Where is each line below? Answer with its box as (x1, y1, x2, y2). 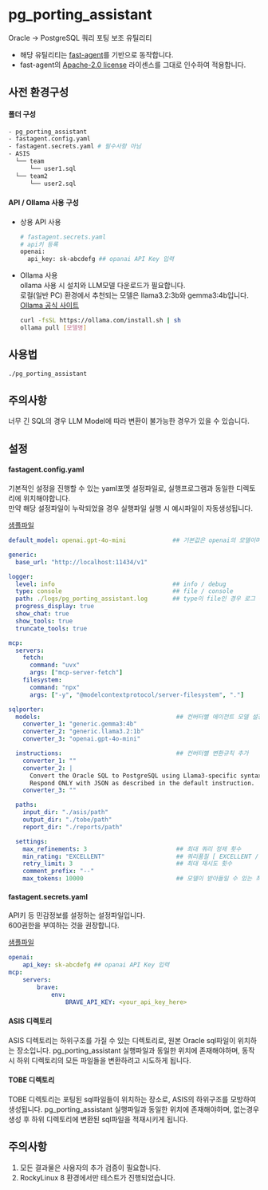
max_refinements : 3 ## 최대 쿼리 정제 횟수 (22, 844, 242, 853)
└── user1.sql (29, 164, 77, 172)
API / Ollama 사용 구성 (8, 198, 80, 208)
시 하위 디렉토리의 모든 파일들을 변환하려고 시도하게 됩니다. (8, 1055, 191, 1065)
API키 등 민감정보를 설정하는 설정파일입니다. (8, 911, 145, 920)
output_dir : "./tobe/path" (22, 816, 112, 824)
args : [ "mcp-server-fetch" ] (29, 669, 124, 677)
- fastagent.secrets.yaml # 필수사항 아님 (8, 142, 142, 151)
